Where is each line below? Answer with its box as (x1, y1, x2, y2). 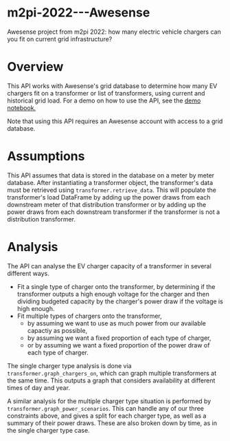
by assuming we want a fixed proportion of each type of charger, (27, 334, 211, 342)
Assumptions (7, 149, 85, 164)
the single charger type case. (7, 426, 91, 434)
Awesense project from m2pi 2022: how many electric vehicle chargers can (7, 28, 221, 36)
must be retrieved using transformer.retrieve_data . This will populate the (7, 186, 216, 194)
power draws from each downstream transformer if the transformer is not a (7, 208, 220, 216)
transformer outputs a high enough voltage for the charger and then (16, 290, 209, 298)
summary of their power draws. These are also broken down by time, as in (7, 418, 218, 427)
